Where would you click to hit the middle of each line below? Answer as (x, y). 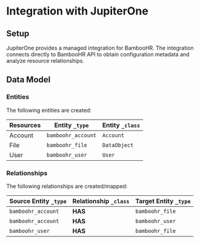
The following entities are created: (49, 110)
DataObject (118, 145)
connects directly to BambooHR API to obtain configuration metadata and (98, 54)
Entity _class (121, 125)
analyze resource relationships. (45, 61)
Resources (25, 125)
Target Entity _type (163, 201)
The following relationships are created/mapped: (67, 186)
